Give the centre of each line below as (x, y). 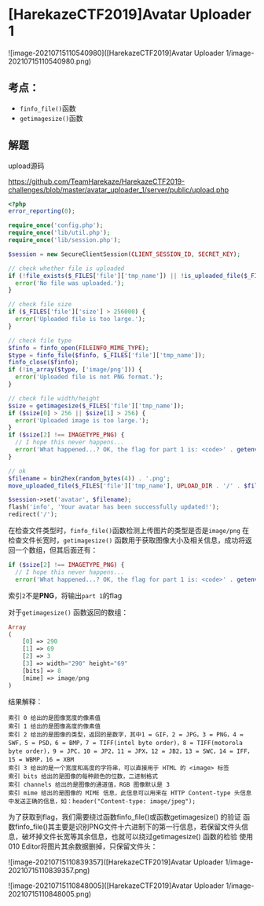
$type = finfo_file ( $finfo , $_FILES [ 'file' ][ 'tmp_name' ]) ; (107, 355)
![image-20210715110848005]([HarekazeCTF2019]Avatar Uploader (116, 886)
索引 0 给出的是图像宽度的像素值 (54, 718)
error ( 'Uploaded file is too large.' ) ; (81, 320)
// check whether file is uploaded (66, 269)
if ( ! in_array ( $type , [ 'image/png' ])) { (75, 370)
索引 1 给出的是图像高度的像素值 (54, 726)
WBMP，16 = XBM (50, 759)
